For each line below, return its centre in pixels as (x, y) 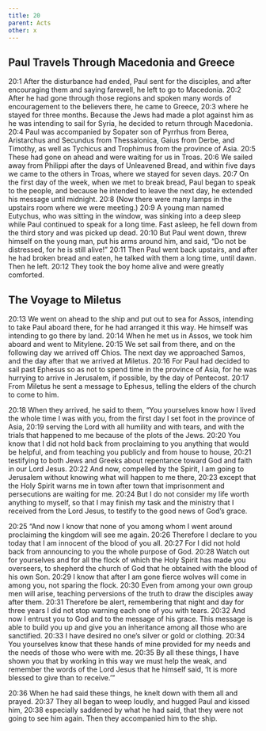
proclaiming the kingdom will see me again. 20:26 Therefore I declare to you (133, 535)
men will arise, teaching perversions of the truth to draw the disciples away (131, 594)
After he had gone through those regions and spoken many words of (120, 98)
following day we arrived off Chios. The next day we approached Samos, (127, 352)
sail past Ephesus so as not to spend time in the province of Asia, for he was (133, 369)
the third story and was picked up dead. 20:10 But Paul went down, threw (127, 233)
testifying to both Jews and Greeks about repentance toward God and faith (131, 461)
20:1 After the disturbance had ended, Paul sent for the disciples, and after (130, 82)
